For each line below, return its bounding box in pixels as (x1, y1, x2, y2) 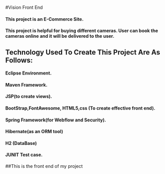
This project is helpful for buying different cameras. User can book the (5, 28, 158, 34)
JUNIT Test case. (5, 152, 43, 158)
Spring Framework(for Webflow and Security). (5, 117, 107, 123)
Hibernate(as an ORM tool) (5, 129, 63, 135)
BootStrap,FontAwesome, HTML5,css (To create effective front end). (5, 105, 155, 111)
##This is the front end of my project (5, 163, 83, 169)
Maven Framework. (5, 82, 48, 88)
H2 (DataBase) (5, 140, 37, 146)
